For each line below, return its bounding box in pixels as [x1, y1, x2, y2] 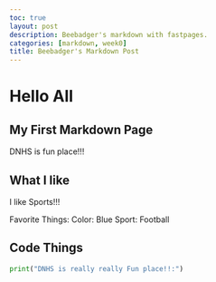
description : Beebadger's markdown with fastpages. [9, 30, 208, 39]
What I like [9, 172, 70, 188]
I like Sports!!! [9, 196, 61, 207]
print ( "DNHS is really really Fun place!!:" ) [9, 264, 183, 273]
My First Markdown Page [9, 122, 154, 137]
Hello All [9, 86, 74, 107]
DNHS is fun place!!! [9, 146, 85, 157]
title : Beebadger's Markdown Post [9, 47, 140, 56]
